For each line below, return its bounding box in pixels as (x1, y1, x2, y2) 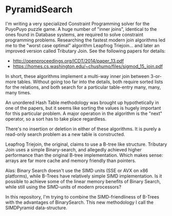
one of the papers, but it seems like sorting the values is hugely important (5, 105, 161, 111)
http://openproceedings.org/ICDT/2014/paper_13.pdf (12, 57, 124, 64)
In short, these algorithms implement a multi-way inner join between (5, 73, 150, 79)
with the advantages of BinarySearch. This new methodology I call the (5, 199, 154, 205)
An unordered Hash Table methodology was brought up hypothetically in (5, 99, 159, 106)
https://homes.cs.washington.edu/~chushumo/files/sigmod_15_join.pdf (12, 63, 163, 69)
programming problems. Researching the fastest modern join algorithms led (5, 37, 165, 43)
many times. (5, 89, 31, 95)
